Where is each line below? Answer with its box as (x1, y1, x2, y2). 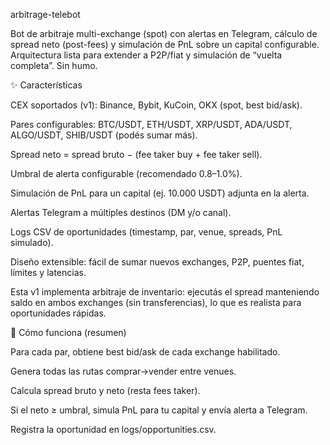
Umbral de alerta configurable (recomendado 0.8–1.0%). (10, 168, 243, 179)
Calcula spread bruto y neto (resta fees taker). (10, 385, 201, 396)
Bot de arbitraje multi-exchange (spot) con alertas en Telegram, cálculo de (10, 28, 318, 39)
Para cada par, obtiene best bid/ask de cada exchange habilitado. (10, 346, 281, 358)
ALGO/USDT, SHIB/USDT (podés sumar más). (10, 129, 198, 141)
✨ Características (10, 79, 83, 91)
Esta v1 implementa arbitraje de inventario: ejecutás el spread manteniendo (10, 286, 320, 298)
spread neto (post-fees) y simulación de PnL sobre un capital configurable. (10, 39, 320, 50)
